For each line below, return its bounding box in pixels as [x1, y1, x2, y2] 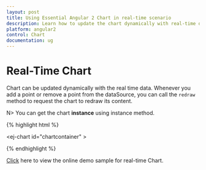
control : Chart [6, 32, 45, 38]
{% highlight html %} [6, 121, 59, 128]
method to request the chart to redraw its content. [6, 97, 133, 104]
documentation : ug [6, 37, 53, 44]
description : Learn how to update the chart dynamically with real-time [6, 20, 196, 26]
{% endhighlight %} [6, 145, 56, 152]
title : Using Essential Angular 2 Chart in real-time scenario [6, 15, 172, 21]
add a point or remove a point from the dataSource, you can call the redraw [6, 90, 196, 98]
